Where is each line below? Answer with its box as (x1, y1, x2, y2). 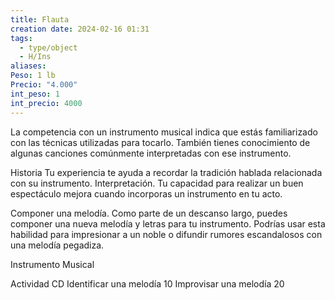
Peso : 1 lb (10, 71, 56, 81)
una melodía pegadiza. (10, 239, 105, 251)
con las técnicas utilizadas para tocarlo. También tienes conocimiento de (10, 136, 311, 148)
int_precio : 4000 (10, 98, 83, 108)
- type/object (19, 42, 78, 53)
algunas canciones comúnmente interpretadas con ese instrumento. (10, 147, 292, 159)
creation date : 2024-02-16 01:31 (10, 24, 150, 34)
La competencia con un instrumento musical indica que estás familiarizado (10, 126, 318, 138)
